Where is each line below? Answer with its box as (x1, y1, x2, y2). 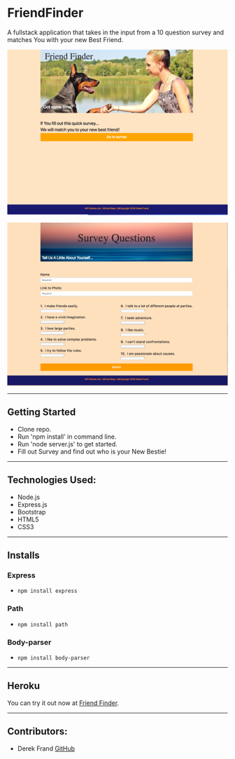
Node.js (17, 493, 41, 501)
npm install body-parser (17, 654, 90, 662)
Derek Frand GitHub (17, 744, 76, 753)
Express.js (17, 500, 48, 509)
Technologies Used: (7, 474, 97, 486)
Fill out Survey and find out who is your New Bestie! (17, 447, 166, 456)
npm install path (17, 621, 69, 628)
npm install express (17, 587, 78, 595)
